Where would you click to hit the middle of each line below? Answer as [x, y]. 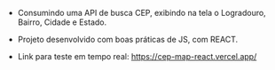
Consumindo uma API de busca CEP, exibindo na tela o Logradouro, [141, 13]
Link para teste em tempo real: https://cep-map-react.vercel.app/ [137, 56]
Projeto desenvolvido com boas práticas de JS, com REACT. [127, 39]
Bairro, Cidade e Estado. [62, 22]
